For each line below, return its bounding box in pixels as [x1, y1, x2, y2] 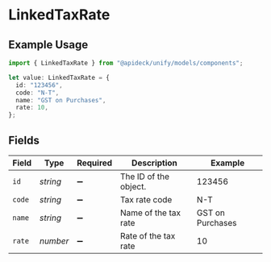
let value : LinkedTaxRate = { [8, 73, 110, 81]
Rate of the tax [119, 230, 176, 241]
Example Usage [8, 38, 89, 52]
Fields [8, 133, 40, 147]
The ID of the [119, 171, 170, 182]
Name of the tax [119, 207, 181, 218]
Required [76, 157, 113, 168]
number [39, 235, 69, 247]
